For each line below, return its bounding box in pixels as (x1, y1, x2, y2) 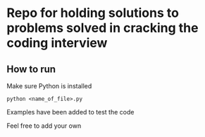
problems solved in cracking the (6, 20, 199, 36)
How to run (6, 63, 56, 75)
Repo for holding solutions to (6, 5, 179, 21)
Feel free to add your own (6, 121, 82, 130)
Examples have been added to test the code (6, 108, 135, 116)
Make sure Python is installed (6, 82, 92, 90)
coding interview (6, 35, 108, 51)
